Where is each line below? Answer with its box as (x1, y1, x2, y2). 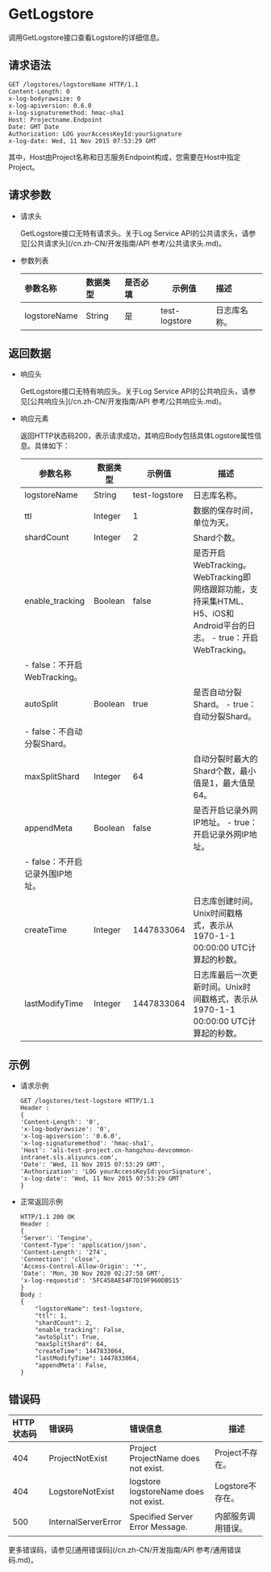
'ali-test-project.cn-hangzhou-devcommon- (49, 1147, 194, 1155)
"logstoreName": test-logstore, (35, 1305, 144, 1313)
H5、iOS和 (193, 608, 235, 619)
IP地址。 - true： (193, 817, 258, 828)
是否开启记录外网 (193, 805, 258, 816)
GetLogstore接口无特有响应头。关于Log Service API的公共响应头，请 (19, 387, 249, 396)
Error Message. (129, 1521, 188, 1532)
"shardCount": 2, (35, 1319, 93, 1327)
